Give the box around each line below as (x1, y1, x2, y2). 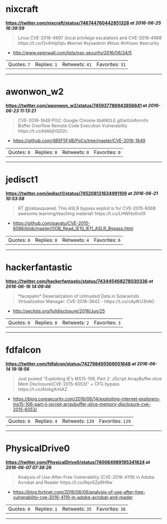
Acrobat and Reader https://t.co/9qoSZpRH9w (17, 479, 113, 485)
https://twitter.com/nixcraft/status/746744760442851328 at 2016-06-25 (5, 20, 162, 26)
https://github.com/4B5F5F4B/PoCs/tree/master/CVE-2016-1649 (12, 138, 146, 144)
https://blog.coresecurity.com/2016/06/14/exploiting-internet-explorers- (12, 396, 161, 402)
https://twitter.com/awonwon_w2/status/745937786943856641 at (5, 102, 148, 108)
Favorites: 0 (94, 149, 121, 155)
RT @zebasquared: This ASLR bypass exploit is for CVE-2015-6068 (17, 205, 156, 211)
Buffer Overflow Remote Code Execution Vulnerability (17, 123, 128, 129)
